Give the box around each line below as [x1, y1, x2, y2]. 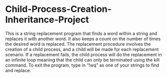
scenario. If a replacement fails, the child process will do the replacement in [5, 51, 162, 58]
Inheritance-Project [5, 14, 89, 25]
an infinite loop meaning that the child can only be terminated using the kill [5, 57, 160, 63]
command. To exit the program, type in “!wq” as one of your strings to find [5, 62, 159, 68]
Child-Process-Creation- [5, 3, 112, 15]
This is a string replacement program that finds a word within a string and [5, 30, 157, 36]
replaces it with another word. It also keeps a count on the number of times [5, 36, 161, 42]
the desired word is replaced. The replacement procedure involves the [5, 41, 151, 47]
